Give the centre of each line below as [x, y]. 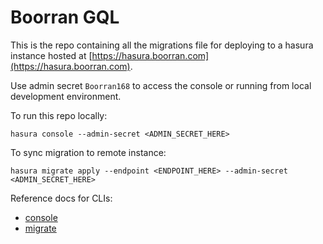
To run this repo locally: [59, 115]
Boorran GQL [65, 17]
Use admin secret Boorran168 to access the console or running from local [161, 85]
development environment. [66, 96]
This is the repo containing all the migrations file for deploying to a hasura [162, 45]
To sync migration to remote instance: [88, 152]
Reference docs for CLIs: [61, 198]
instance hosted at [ [51, 55]
